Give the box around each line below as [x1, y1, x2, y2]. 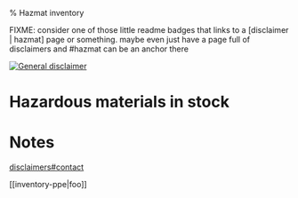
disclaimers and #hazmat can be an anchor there [9, 44, 189, 54]
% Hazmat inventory [9, 8, 85, 18]
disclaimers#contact [9, 162, 85, 172]
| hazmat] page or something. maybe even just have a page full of [9, 35, 251, 44]
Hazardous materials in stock [9, 92, 230, 112]
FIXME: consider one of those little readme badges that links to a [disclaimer [9, 25, 289, 35]
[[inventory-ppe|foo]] [9, 179, 87, 190]
